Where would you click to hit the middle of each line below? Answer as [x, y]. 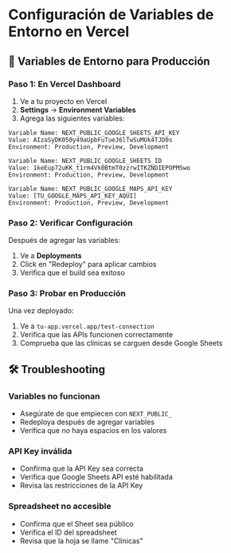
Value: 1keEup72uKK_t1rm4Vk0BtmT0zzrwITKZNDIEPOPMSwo [100, 168]
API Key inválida [40, 452]
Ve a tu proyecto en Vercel [63, 101]
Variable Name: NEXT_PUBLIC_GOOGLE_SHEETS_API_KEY [94, 133]
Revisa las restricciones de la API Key [81, 486]
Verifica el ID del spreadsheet [68, 532]
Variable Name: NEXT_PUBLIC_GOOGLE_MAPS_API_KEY [90, 189]
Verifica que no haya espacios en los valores [93, 431]
